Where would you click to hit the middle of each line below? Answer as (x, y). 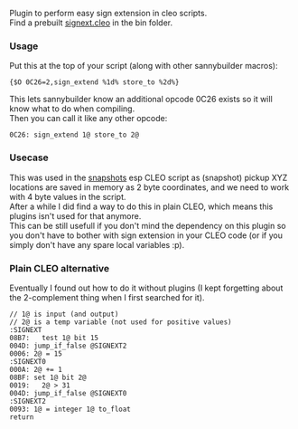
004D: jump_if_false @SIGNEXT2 (68, 346)
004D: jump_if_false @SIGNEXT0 (68, 393)
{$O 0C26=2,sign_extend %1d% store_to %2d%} (94, 82)
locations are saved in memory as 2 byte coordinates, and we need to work (149, 187)
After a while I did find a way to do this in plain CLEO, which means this (141, 206)
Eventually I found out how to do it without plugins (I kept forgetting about (146, 288)
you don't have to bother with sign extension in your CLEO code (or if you (146, 235)
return (22, 417)
